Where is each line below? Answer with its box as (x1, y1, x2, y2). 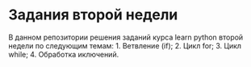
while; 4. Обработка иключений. (8, 49, 119, 59)
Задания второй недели (8, 6, 178, 24)
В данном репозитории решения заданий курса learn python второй (8, 32, 244, 42)
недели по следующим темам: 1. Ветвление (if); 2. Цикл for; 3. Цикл (8, 40, 242, 50)
